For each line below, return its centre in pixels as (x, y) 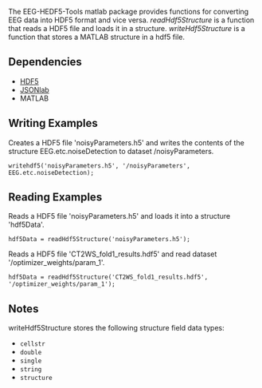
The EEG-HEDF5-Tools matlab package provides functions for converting (129, 12)
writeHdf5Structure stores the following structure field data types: (116, 328)
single (31, 361)
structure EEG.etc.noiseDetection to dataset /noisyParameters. (111, 151)
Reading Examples (55, 198)
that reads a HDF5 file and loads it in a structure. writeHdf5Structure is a (127, 28)
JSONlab (34, 89)
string (31, 370)
